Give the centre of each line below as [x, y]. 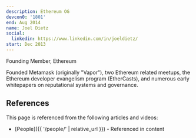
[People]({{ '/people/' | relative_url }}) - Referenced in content [89, 129]
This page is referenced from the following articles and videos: [82, 117]
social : [16, 33]
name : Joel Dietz [27, 28]
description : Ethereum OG [38, 11]
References [28, 103]
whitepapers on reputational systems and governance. [72, 85]
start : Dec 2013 [26, 45]
